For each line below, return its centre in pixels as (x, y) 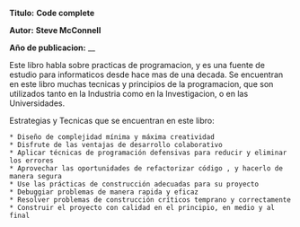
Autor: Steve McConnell (55, 30)
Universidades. (37, 103)
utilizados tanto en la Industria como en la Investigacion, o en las (129, 94)
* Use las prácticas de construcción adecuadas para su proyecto (134, 184)
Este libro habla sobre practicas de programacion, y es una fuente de (137, 65)
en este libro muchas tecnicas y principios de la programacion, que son (141, 84)
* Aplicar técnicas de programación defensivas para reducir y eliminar (148, 153)
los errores (31, 161)
